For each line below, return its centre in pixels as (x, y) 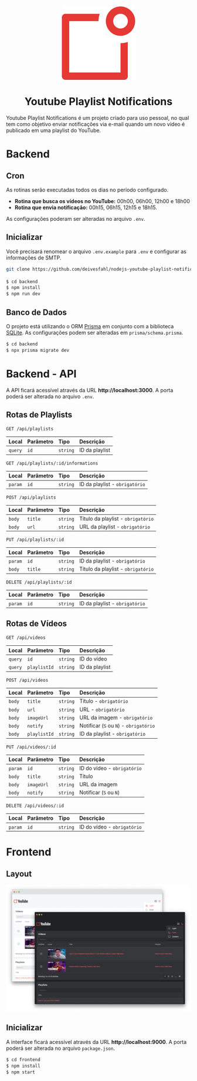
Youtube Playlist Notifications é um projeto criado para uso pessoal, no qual (98, 117)
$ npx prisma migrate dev (38, 350)
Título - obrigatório (104, 701)
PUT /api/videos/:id (31, 747)
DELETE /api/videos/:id (35, 806)
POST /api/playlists (31, 497)
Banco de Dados (37, 312)
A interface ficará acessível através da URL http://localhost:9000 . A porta (96, 1042)
